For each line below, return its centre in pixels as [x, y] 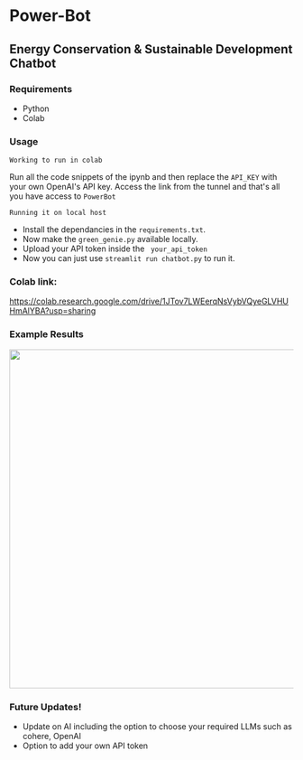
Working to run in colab [56, 160]
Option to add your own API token [85, 746]
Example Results [46, 334]
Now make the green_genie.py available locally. [110, 239]
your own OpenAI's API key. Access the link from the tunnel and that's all [145, 187]
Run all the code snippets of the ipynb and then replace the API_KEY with [143, 177]
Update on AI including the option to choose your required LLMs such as [157, 727]
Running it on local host [58, 213]
